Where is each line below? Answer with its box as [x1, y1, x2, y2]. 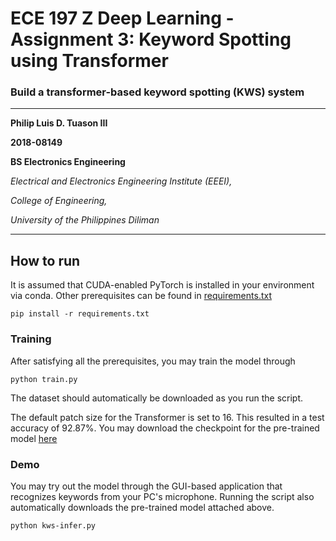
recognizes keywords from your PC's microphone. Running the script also [10, 490, 315, 502]
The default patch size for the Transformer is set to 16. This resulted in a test [10, 411, 325, 423]
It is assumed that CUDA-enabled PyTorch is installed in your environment [10, 279, 315, 291]
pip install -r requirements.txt [10, 309, 150, 319]
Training [10, 332, 52, 346]
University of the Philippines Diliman [10, 214, 160, 226]
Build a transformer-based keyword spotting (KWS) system [10, 85, 305, 99]
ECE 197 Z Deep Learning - [10, 7, 235, 30]
